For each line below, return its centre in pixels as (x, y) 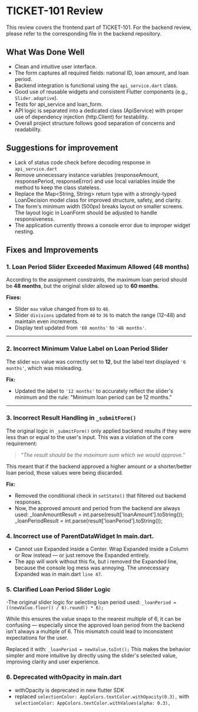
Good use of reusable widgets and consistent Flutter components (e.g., (101, 91)
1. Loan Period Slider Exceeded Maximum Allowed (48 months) (98, 266)
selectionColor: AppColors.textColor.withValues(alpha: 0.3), (93, 703)
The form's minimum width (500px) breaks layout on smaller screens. (99, 206)
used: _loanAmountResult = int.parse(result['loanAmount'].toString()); (99, 514)
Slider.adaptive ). (36, 98)
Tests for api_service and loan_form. (59, 104)
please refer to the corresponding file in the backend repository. (84, 33)
